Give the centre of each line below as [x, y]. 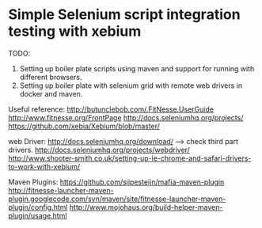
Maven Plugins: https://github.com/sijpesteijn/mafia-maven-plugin [116, 182]
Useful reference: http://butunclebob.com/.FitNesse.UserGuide [111, 109]
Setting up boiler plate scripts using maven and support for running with [137, 68]
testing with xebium [75, 31]
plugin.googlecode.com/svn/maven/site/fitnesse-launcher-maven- [117, 199]
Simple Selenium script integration [124, 15]
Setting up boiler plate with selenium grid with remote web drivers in [131, 85]
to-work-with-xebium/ [44, 166]
